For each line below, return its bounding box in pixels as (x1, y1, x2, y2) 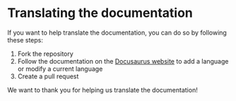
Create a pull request (17, 72, 79, 81)
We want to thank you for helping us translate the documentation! (7, 85, 198, 94)
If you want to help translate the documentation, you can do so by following (7, 28, 228, 37)
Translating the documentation (7, 5, 193, 21)
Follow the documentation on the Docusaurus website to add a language (17, 57, 229, 65)
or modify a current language (17, 64, 103, 73)
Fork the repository (17, 49, 74, 58)
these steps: (7, 35, 44, 44)
